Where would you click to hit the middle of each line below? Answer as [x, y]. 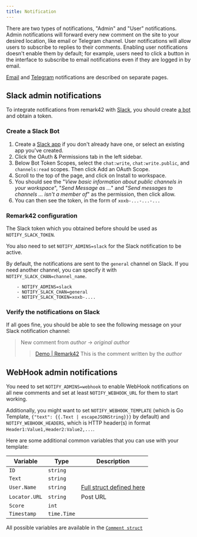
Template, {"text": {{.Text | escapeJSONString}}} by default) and [88, 417]
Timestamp [23, 514]
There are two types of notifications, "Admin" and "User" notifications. [91, 28]
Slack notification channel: [38, 331]
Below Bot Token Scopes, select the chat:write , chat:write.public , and [102, 163]
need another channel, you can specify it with [61, 270]
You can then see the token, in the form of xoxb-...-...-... [87, 200]
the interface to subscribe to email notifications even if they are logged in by [98, 59]
